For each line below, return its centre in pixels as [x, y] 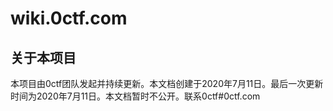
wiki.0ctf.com [69, 18]
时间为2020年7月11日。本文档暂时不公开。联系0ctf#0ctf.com [135, 96]
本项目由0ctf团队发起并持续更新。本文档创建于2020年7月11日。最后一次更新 [167, 83]
